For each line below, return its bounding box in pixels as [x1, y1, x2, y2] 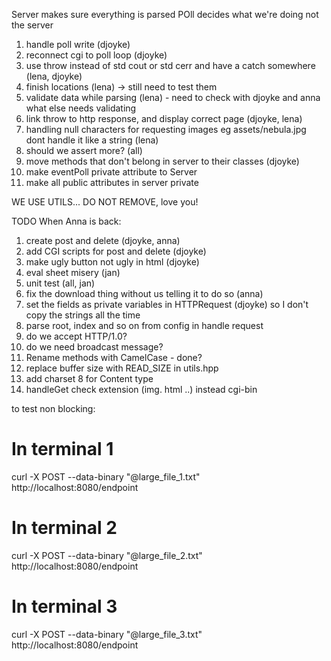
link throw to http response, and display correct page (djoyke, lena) [25, 113, 303, 124]
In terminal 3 [11, 595, 118, 618]
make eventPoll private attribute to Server [25, 166, 198, 178]
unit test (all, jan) [25, 277, 96, 289]
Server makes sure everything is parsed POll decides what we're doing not [11, 9, 319, 20]
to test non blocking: [11, 403, 96, 414]
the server [11, 19, 54, 31]
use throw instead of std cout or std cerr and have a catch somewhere [25, 60, 316, 71]
